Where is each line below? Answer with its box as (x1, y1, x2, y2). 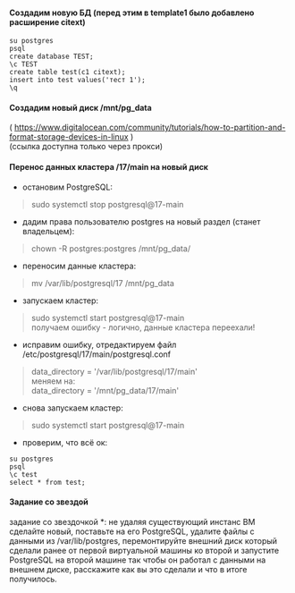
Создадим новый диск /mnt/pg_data (9, 102, 152, 113)
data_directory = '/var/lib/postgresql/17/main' (30, 366, 198, 377)
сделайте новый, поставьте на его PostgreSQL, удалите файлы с (9, 526, 255, 537)
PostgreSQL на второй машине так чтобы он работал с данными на (9, 555, 266, 565)
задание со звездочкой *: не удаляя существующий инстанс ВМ (9, 516, 256, 527)
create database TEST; (9, 52, 94, 62)
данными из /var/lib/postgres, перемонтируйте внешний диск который (9, 535, 278, 546)
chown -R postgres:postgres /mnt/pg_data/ (30, 242, 190, 254)
